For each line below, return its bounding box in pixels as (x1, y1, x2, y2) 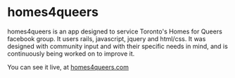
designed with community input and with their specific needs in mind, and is (7, 42, 229, 50)
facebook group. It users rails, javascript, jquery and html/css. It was (7, 34, 206, 42)
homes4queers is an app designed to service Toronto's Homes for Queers (7, 27, 223, 36)
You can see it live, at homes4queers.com (7, 63, 129, 71)
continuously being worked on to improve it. (7, 49, 135, 58)
